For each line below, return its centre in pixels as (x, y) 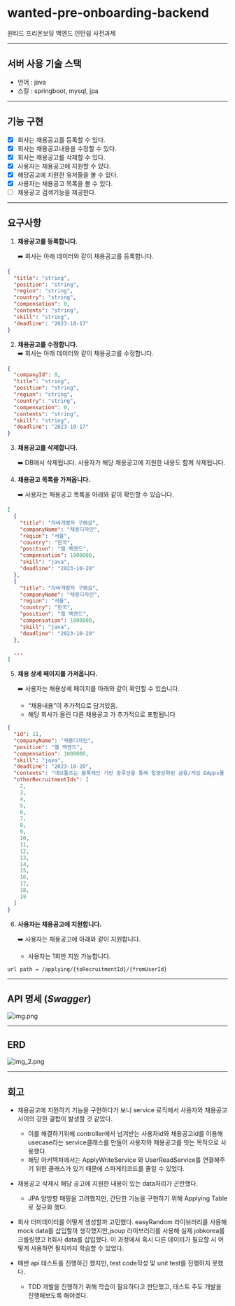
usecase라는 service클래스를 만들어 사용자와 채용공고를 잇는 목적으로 (123, 1142)
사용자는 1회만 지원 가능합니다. (69, 956)
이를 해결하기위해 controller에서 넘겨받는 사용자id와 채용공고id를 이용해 (125, 1134)
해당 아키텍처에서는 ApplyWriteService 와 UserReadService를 (114, 1160)
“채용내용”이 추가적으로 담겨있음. (73, 706)
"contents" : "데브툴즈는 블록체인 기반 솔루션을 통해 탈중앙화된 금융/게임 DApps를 (119, 773)
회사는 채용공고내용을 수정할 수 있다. (67, 148)
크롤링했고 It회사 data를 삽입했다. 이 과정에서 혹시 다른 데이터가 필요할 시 (117, 1239)
